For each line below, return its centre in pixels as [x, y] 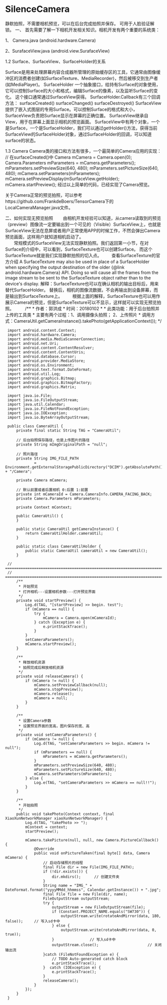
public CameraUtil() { [40, 516]
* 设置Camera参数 [35, 721]
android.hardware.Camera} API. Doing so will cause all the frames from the [82, 273]
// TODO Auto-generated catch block [90, 959]
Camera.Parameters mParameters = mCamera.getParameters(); [70, 163]
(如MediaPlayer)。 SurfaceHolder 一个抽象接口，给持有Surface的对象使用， [83, 84]
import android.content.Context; [42, 330]
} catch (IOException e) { [72, 967]
